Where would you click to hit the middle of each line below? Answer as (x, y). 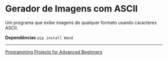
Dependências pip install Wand (39, 37)
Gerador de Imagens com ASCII (71, 9)
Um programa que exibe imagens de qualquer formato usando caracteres (81, 22)
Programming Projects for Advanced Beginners (54, 52)
